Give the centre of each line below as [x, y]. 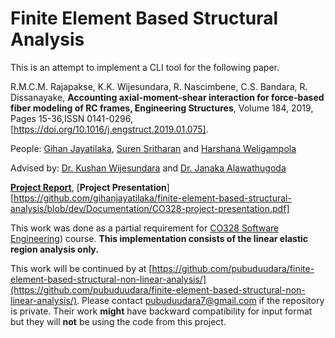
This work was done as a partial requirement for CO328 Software [145, 228]
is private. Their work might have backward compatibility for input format [161, 311]
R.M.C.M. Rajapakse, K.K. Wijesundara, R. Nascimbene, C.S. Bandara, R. [159, 86]
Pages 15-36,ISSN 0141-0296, [71, 118]
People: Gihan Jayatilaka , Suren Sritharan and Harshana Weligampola [153, 148]
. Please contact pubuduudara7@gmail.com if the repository [200, 300]
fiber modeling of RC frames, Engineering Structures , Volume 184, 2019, [162, 108]
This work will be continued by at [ [81, 268]
